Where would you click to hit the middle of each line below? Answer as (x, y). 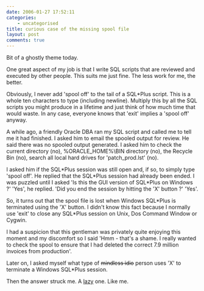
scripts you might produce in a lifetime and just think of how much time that (101, 107)
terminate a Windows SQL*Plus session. (57, 269)
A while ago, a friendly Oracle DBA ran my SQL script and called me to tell (99, 132)
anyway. (17, 120)
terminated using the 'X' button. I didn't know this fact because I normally (98, 207)
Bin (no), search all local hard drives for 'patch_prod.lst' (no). (83, 158)
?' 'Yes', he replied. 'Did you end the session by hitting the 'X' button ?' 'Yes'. (102, 189)
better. (15, 82)
